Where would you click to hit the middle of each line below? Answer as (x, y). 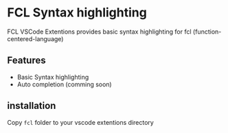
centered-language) (35, 38)
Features (26, 61)
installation (32, 106)
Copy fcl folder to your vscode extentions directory (81, 122)
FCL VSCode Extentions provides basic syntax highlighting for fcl (99, 32)
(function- (207, 32)
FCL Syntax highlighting (77, 13)
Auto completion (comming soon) (64, 84)
